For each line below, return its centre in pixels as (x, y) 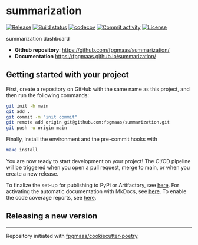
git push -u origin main (37, 128)
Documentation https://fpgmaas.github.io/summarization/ (85, 56)
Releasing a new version (52, 216)
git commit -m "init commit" (42, 117)
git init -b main (27, 106)
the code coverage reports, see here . (51, 198)
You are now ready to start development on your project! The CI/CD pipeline (98, 161)
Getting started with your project (67, 75)
